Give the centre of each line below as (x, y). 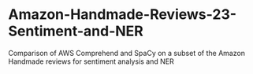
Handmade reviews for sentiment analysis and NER (91, 61)
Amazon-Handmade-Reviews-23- (123, 15)
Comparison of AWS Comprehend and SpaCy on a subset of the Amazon (127, 53)
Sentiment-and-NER (76, 31)
